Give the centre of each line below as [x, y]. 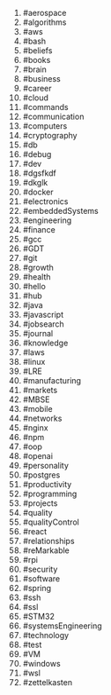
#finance [39, 229]
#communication [53, 116]
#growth [38, 267]
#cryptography [50, 135]
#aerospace [44, 13]
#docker [38, 192]
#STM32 [39, 616]
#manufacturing [52, 380]
